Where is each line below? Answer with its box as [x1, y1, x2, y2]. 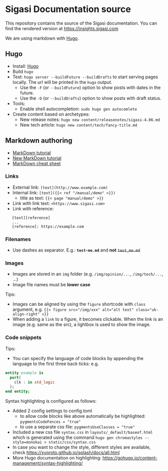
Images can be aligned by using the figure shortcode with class [12, 301, 146, 307]
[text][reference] [12, 215, 51, 220]
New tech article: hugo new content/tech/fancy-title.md [20, 122, 137, 128]
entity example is [5, 370, 44, 375]
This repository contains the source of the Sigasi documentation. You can [5, 20, 157, 26]
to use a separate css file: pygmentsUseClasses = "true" [20, 424, 135, 430]
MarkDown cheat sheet [12, 160, 61, 166]
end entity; [5, 389, 30, 394]
